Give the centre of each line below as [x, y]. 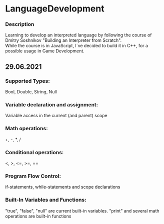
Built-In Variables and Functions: [46, 200]
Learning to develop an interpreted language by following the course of [78, 35]
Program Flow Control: [33, 176]
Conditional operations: [34, 152]
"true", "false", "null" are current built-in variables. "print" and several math [82, 211]
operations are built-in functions [38, 216]
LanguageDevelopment [55, 9]
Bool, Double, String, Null [31, 92]
